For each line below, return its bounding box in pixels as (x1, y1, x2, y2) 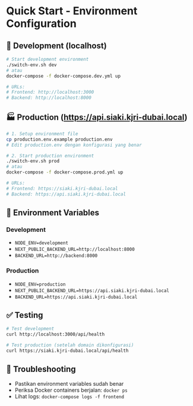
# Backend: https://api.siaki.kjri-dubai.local (6, 191, 126, 197)
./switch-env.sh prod (6, 158, 60, 165)
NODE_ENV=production (14, 281, 66, 287)
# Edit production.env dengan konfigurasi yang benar (6, 142, 143, 148)
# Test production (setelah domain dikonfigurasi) (6, 342, 134, 348)
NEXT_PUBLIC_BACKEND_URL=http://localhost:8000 (14, 246, 135, 253)
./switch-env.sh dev (6, 61, 58, 68)
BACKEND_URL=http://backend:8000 (14, 253, 98, 259)
